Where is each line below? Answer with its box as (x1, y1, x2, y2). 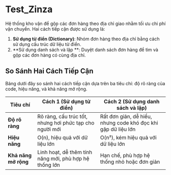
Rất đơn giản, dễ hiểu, (100, 113, 152, 120)
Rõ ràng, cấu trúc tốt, (37, 113, 88, 120)
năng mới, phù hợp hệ (37, 155, 90, 162)
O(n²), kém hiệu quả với (100, 134, 157, 141)
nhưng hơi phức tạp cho (37, 119, 95, 126)
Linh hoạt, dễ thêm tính (37, 148, 93, 156)
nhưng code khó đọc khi (100, 119, 158, 126)
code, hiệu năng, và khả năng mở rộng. (5, 86, 88, 92)
